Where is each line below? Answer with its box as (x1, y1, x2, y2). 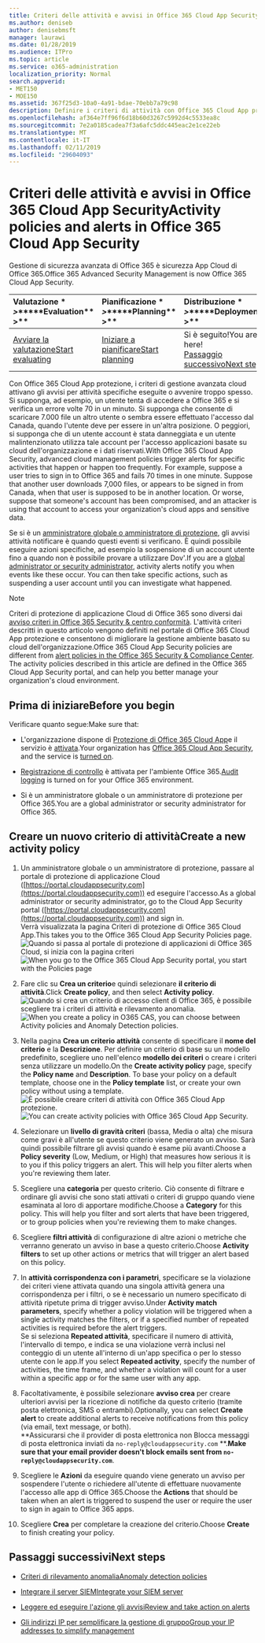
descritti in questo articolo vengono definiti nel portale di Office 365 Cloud (9, 625, 250, 635)
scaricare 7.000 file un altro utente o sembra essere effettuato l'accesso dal (9, 413, 254, 422)
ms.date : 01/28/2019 (9, 41, 77, 49)
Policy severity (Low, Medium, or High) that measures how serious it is (20, 1152, 251, 1161)
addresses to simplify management (20, 1626, 134, 1635)
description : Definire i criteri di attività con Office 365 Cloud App (9, 107, 248, 115)
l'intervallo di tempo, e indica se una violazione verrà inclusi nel (20, 1340, 226, 1349)
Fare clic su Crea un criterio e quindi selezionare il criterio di (20, 978, 217, 988)
